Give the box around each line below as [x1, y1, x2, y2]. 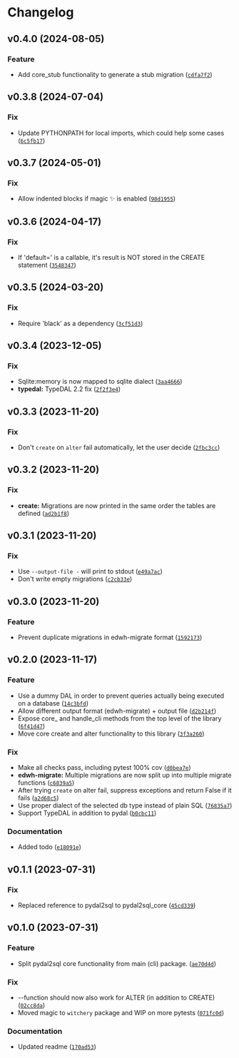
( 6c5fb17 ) [17, 136, 46, 145]
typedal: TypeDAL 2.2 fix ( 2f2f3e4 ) [17, 385, 121, 393]
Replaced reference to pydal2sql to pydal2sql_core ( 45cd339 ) [17, 901, 196, 910]
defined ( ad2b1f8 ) [17, 509, 70, 517]
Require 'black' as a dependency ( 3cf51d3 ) [17, 319, 143, 327]
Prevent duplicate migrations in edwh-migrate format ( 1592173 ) [17, 633, 203, 642]
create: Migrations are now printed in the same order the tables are [17, 501, 216, 510]
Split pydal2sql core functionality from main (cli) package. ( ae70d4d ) [17, 959, 216, 967]
